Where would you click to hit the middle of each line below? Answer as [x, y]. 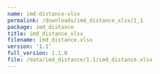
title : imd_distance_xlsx [45, 33]
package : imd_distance [41, 27]
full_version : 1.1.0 [38, 54]
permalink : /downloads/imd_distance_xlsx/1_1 [75, 20]
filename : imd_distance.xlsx [50, 40]
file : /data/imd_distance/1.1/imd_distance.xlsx [80, 60]
